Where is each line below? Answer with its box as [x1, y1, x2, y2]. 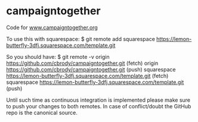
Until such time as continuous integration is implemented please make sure [6, 96, 191, 104]
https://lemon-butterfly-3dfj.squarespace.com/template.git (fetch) [6, 72, 169, 79]
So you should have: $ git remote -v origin [6, 53, 110, 60]
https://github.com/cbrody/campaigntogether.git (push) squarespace [6, 65, 176, 73]
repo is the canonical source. [6, 109, 78, 116]
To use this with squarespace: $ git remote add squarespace [6, 35, 155, 42]
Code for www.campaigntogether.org [6, 24, 98, 31]
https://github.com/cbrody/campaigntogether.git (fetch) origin [6, 60, 159, 67]
